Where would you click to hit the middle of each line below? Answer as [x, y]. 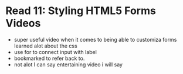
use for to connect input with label [55, 52]
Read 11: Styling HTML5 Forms [81, 11]
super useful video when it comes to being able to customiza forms [95, 39]
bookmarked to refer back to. [49, 58]
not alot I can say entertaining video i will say [68, 64]
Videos [23, 23]
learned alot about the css [45, 46]
